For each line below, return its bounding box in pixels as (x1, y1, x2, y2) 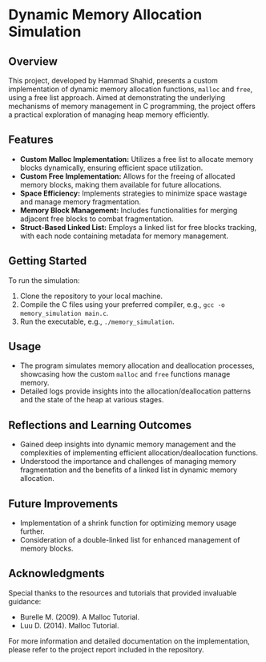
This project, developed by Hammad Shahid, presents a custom (8, 76, 218, 85)
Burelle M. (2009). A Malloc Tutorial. (19, 612, 140, 622)
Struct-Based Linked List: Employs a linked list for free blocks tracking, (19, 222, 257, 232)
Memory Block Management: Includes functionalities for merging (19, 205, 238, 215)
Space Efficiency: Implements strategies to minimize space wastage (19, 188, 248, 198)
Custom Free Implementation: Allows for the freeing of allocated (19, 171, 236, 181)
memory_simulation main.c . (19, 308, 109, 317)
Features (8, 133, 54, 147)
